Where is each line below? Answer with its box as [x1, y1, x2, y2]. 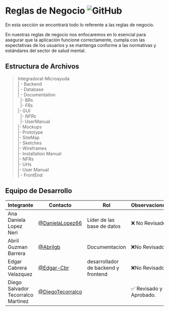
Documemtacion [87, 243, 126, 251]
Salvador [8, 285, 29, 292]
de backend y [87, 264, 120, 271]
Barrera [8, 250, 26, 257]
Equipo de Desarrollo [5, 186, 72, 195]
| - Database [17, 86, 44, 92]
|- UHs [17, 161, 32, 167]
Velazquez [8, 270, 33, 277]
